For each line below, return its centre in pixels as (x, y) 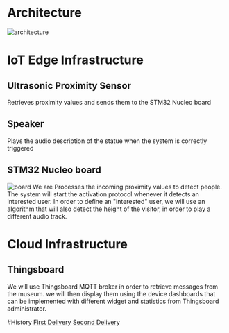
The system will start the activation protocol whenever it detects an (103, 194)
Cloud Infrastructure (68, 244)
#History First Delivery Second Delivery (63, 322)
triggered (20, 148)
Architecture (44, 13)
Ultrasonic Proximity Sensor (69, 86)
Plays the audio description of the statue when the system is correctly (107, 141)
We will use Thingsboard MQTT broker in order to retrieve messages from (113, 287)
